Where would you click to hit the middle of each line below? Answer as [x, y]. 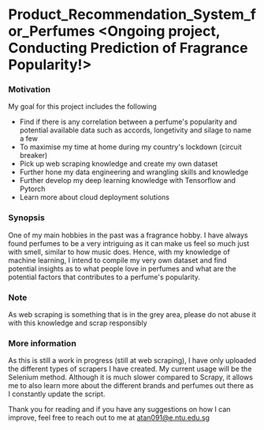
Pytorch [32, 189]
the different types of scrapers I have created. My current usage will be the [130, 369]
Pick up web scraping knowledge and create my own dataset [119, 164]
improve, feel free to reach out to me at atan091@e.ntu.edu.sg [109, 418]
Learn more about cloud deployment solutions [94, 197]
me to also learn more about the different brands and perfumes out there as [131, 386]
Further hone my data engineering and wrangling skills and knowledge [134, 172]
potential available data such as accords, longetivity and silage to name [136, 130]
